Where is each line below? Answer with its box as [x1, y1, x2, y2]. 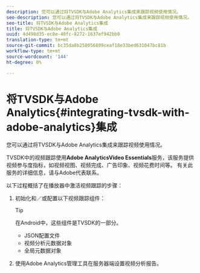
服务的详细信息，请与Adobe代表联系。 [6, 169, 103, 177]
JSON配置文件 [24, 232, 60, 239]
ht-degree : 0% [6, 59, 42, 65]
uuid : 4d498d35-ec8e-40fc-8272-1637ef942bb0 [6, 31, 120, 37]
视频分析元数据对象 [24, 239, 73, 247]
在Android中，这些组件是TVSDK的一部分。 [15, 219, 122, 227]
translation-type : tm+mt [6, 37, 69, 43]
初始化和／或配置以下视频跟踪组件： [15, 195, 106, 202]
